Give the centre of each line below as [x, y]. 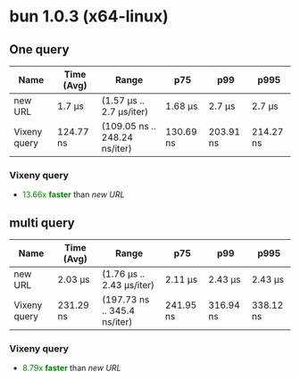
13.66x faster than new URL [73, 194]
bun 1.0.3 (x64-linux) [89, 17]
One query [39, 50]
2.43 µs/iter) [128, 285]
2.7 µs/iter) [125, 112]
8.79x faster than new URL [72, 368]
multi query [42, 223]
